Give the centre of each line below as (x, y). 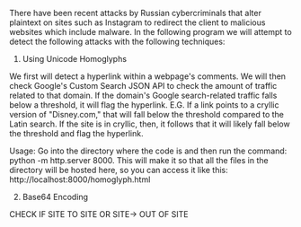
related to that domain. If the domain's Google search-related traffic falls (143, 95)
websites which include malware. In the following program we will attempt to (150, 32)
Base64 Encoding (55, 197)
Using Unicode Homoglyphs (75, 59)
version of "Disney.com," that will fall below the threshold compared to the (147, 114)
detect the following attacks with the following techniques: (117, 41)
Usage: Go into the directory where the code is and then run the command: (148, 151)
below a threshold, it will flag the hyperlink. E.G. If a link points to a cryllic (144, 105)
